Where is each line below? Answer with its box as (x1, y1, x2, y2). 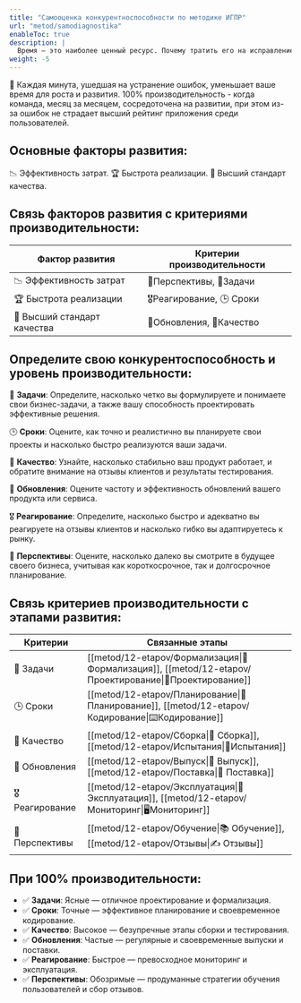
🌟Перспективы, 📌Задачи (147, 275, 255, 287)
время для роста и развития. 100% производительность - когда (9, 89, 255, 99)
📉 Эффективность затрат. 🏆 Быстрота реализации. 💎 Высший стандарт (9, 167, 287, 178)
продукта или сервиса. (9, 493, 98, 504)
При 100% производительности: (9, 870, 202, 887)
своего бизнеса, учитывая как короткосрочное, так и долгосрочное (9, 561, 271, 571)
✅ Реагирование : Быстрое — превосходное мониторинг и (21, 955, 248, 965)
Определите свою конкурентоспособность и (9, 352, 276, 367)
